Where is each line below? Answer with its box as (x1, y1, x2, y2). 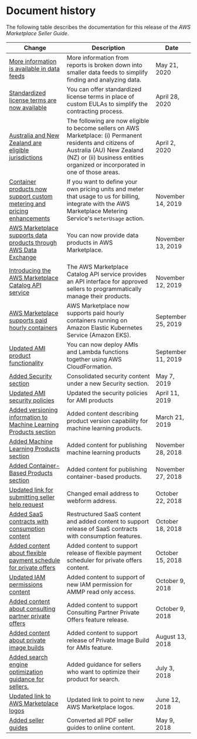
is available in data (9, 65, 60, 73)
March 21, (155, 413, 185, 421)
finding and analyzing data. (66, 75, 142, 83)
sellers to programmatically (66, 285, 142, 293)
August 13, (155, 632, 186, 640)
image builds (9, 643, 45, 652)
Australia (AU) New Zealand (66, 146, 144, 154)
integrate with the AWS (66, 200, 130, 208)
